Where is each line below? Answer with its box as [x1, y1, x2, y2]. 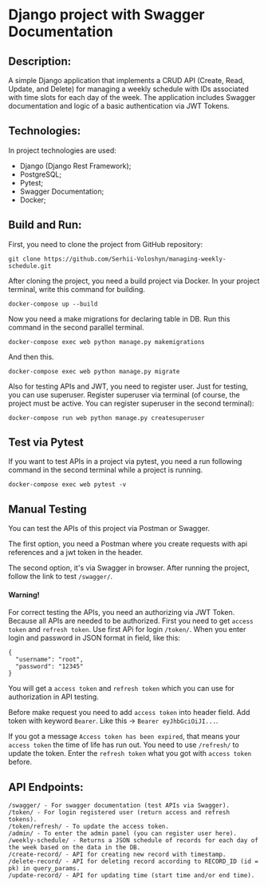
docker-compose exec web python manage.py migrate [8, 367, 180, 375]
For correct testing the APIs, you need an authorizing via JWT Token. [8, 608, 235, 617]
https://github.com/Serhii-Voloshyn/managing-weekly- [43, 254, 227, 263]
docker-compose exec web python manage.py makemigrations [8, 338, 205, 346]
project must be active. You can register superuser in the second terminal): [8, 398, 254, 408]
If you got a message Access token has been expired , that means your [8, 732, 241, 741]
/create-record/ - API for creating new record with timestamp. [8, 850, 227, 859]
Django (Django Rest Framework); [19, 161, 132, 170]
